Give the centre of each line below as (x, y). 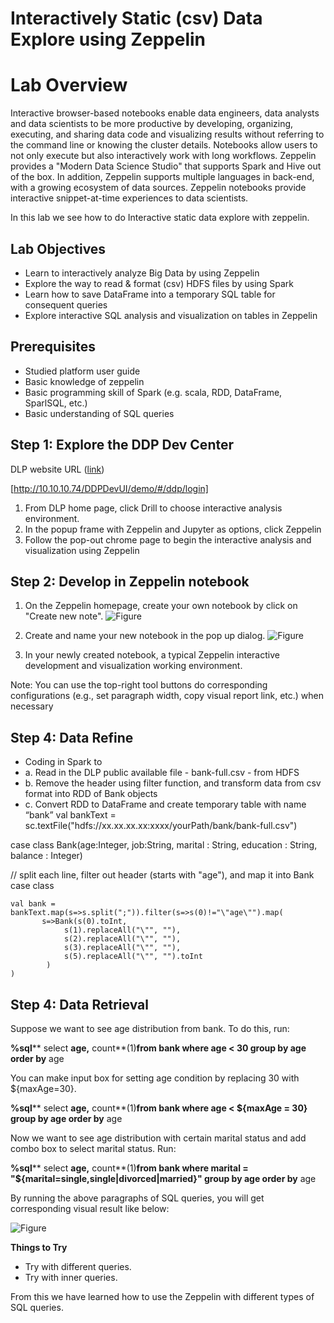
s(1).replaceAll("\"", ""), (122, 930)
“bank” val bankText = (70, 815)
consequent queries (66, 304)
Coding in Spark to (63, 762)
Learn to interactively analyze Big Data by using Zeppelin (142, 273)
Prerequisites (53, 347)
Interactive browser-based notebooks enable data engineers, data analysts (165, 113)
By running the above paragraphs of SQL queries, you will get (137, 1198)
